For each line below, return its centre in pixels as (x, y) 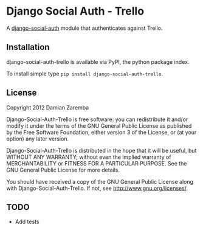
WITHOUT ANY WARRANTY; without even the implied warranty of (89, 157)
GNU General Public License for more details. (63, 170)
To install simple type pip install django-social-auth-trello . (84, 74)
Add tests (27, 222)
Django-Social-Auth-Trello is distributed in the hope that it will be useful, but (101, 150)
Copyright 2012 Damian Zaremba (48, 107)
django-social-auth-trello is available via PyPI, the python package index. (98, 61)
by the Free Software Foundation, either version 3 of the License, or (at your (101, 132)
